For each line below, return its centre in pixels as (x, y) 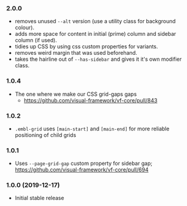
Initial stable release (39, 198)
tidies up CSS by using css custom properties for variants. (86, 46)
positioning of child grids (45, 135)
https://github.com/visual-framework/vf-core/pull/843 (91, 100)
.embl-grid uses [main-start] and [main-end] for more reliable (92, 129)
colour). (24, 27)
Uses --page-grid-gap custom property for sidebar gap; (83, 163)
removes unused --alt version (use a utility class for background (95, 21)
